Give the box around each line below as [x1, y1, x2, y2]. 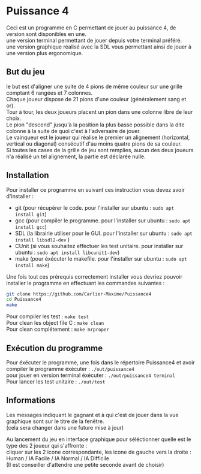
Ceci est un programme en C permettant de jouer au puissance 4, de [6, 24, 176, 31]
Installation [6, 170, 49, 180]
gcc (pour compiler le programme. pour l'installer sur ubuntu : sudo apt [14, 217, 191, 224]
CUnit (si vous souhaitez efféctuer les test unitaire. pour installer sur [14, 242, 184, 249]
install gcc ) [14, 223, 47, 230]
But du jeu [6, 67, 45, 77]
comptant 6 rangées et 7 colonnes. [6, 89, 93, 96]
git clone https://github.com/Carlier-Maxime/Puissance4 [6, 291, 152, 297]
